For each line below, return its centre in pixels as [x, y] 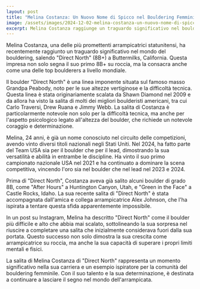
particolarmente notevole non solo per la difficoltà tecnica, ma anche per [95, 114]
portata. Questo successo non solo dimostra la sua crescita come [87, 237]
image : [14, 23]
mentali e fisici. [25, 249]
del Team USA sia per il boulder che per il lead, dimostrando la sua [88, 150]
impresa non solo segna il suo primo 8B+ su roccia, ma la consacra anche [97, 64]
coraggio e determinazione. [40, 126]
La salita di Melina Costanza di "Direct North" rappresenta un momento [93, 261]
